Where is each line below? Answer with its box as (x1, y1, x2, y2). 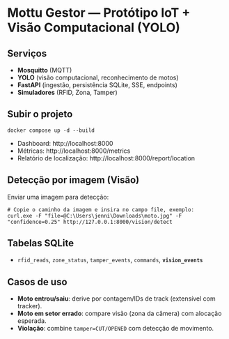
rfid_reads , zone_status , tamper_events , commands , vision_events (17, 256, 203, 264)
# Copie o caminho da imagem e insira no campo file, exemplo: (7, 206, 195, 213)
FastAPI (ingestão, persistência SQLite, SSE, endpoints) (17, 81, 177, 89)
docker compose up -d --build (7, 127, 95, 134)
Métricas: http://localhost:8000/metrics (17, 146, 131, 155)
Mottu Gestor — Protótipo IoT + (7, 5, 191, 21)
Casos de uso (7, 276, 68, 287)
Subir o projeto (7, 108, 73, 120)
